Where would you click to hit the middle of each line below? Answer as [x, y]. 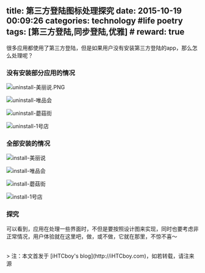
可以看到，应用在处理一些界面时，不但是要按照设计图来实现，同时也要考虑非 [103, 228]
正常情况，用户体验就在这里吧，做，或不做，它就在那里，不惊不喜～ [92, 236]
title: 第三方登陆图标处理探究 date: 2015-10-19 [94, 11]
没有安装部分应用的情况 [41, 73]
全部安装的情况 [28, 144]
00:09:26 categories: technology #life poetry [95, 21]
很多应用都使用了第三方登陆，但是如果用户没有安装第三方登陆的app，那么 [99, 48]
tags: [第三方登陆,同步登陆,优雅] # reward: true [95, 32]
